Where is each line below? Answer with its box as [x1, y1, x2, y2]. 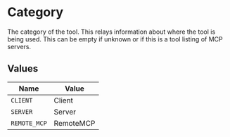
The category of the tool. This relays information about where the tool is [7, 27, 216, 36]
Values [7, 63, 39, 74]
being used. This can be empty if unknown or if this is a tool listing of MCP [7, 34, 223, 43]
